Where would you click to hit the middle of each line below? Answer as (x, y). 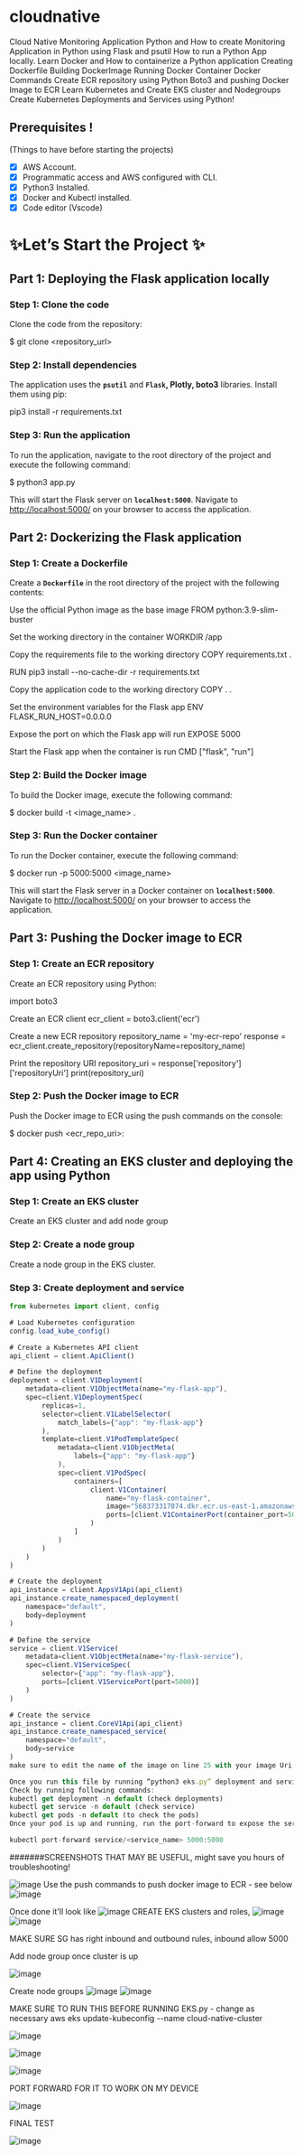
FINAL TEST (32, 2123)
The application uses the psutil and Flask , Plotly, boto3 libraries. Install (143, 385)
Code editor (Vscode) (62, 208)
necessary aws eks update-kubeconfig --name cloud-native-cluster (136, 2018)
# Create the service (50, 1715)
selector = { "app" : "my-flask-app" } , (109, 1673)
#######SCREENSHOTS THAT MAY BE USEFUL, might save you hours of (147, 1857)
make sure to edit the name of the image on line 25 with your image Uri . (153, 1765)
